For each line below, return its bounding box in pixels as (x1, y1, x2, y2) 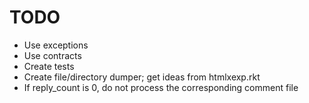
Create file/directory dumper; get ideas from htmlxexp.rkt (23, 71, 261, 83)
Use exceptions (23, 39, 89, 51)
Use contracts (23, 49, 82, 61)
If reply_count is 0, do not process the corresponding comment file (23, 81, 299, 93)
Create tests (23, 60, 75, 72)
